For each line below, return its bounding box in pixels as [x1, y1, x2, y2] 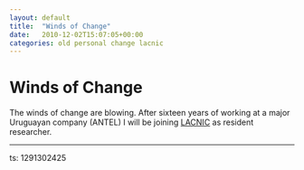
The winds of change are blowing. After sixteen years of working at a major [9, 108, 290, 118]
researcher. [9, 127, 52, 137]
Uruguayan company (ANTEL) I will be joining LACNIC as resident [9, 117, 254, 127]
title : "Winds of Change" [9, 22, 111, 31]
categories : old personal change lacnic [9, 38, 165, 48]
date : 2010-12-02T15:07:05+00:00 [9, 30, 144, 39]
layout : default [9, 13, 71, 23]
